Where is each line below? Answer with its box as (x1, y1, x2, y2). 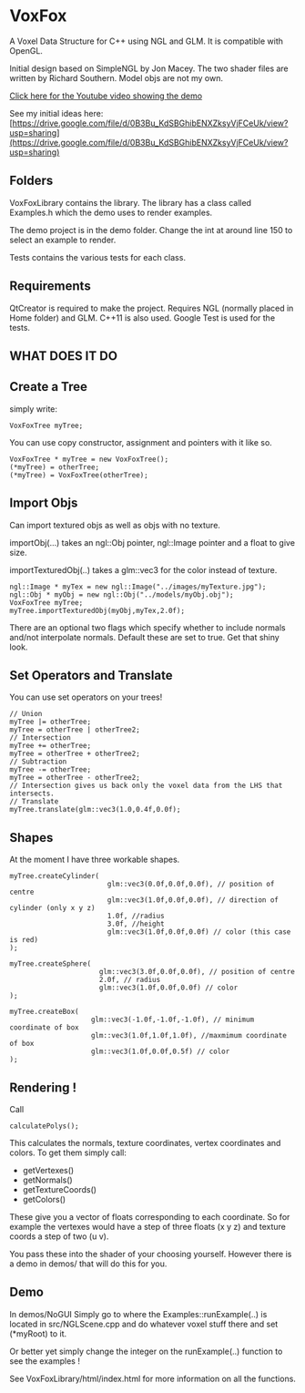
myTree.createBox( (9, 1008, 79, 1017)
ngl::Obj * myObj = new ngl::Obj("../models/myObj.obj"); (9, 589, 234, 599)
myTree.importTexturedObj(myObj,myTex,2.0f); (9, 606, 185, 615)
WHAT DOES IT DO (9, 348, 118, 364)
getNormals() (22, 1174, 73, 1185)
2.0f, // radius (98, 976, 161, 985)
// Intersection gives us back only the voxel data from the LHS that (9, 781, 283, 791)
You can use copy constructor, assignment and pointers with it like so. (9, 436, 273, 447)
